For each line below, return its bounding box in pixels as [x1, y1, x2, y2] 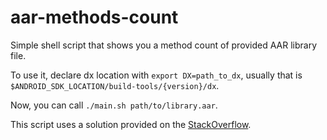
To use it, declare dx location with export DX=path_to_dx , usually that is [10, 69, 303, 81]
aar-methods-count [10, 6, 179, 29]
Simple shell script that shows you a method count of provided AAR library [10, 39, 318, 51]
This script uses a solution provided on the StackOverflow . [10, 118, 252, 130]
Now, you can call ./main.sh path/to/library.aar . [10, 99, 218, 111]
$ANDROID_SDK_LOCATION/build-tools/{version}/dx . [10, 79, 220, 91]
